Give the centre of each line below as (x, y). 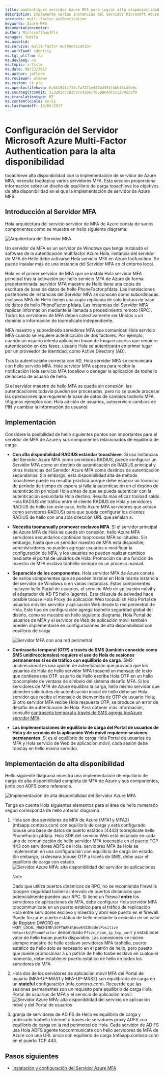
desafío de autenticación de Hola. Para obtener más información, (78, 707)
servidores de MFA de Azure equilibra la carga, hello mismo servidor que (86, 686)
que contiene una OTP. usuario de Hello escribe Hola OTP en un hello (82, 676)
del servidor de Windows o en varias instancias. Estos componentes (81, 583)
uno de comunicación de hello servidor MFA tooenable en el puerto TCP (85, 841)
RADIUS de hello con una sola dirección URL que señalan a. (73, 517)
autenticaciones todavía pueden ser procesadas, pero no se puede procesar (82, 391)
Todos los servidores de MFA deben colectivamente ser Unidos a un (74, 315)
